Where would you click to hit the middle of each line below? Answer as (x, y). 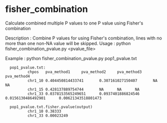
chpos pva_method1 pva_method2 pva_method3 (84, 72)
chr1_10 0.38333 (44, 111)
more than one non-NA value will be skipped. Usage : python (68, 43)
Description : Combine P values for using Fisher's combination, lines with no (84, 38)
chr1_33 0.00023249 (48, 115)
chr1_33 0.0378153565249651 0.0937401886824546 (83, 93)
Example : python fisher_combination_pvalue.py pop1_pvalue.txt (71, 58)
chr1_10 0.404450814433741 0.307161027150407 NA (92, 80)
